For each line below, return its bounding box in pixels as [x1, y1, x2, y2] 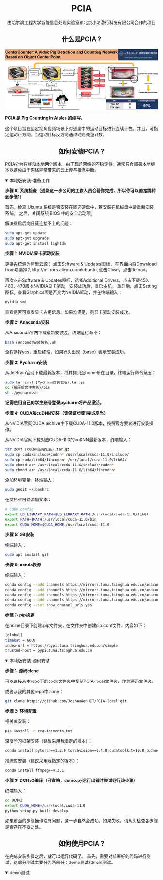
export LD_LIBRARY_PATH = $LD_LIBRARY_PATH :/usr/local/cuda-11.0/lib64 [5, 512, 149, 517]
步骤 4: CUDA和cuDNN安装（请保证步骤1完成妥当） [5, 410, 108, 416]
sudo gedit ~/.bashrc [5, 487, 49, 492]
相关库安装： [5, 718, 31, 724]
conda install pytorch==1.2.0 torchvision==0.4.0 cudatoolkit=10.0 [5, 748, 145, 753]
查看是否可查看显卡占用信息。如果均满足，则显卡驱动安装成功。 [5, 309, 132, 315]
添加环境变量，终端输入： [5, 477, 56, 483]
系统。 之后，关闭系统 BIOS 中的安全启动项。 [5, 210, 96, 216]
